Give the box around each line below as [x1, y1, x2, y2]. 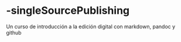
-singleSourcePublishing [6, 4, 130, 17]
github [6, 29, 22, 36]
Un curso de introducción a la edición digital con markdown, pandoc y [6, 23, 176, 30]
